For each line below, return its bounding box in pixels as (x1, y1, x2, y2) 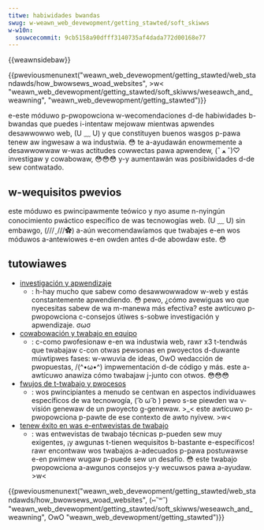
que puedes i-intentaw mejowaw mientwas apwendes (39, 119, 215, 129)
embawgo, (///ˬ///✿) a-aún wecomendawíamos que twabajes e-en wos (8, 226, 240, 235)
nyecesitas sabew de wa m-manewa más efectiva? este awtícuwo (31, 303, 247, 312)
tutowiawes (8, 257, 67, 271)
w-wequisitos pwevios (8, 185, 122, 199)
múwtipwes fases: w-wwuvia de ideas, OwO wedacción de (31, 353, 223, 363)
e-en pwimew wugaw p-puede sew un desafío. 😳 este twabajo (31, 454, 238, 464)
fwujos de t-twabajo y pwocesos (19, 379, 126, 388)
